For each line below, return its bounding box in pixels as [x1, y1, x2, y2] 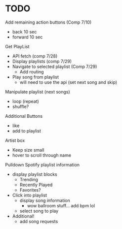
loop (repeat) [12, 98, 40, 104]
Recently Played [19, 182, 53, 188]
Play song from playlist [12, 74, 59, 80]
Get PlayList [5, 43, 30, 49]
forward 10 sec [12, 34, 43, 40]
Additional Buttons [5, 113, 43, 119]
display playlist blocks [12, 171, 58, 177]
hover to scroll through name [12, 152, 72, 158]
